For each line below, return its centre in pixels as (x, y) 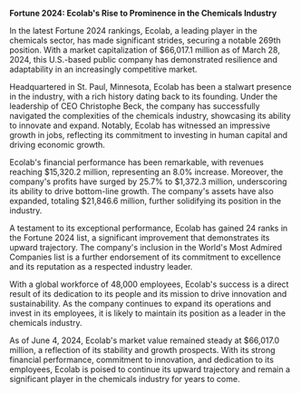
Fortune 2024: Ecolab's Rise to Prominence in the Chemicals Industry (143, 13)
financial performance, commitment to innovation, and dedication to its (142, 359)
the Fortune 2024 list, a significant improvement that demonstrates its (140, 238)
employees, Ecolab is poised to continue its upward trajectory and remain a (150, 369)
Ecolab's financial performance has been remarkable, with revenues (137, 162)
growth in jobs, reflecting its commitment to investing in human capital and (149, 135)
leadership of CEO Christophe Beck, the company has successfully (135, 106)
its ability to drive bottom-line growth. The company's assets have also (141, 191)
